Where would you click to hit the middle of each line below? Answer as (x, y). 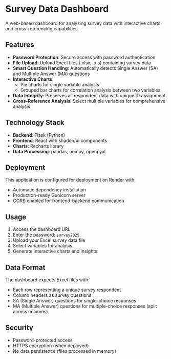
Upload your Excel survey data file (49, 240)
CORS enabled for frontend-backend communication (68, 201)
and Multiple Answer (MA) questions (51, 74)
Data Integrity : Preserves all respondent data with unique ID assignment (89, 95)
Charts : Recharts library (38, 146)
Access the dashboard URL (41, 229)
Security (19, 328)
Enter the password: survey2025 (46, 235)
